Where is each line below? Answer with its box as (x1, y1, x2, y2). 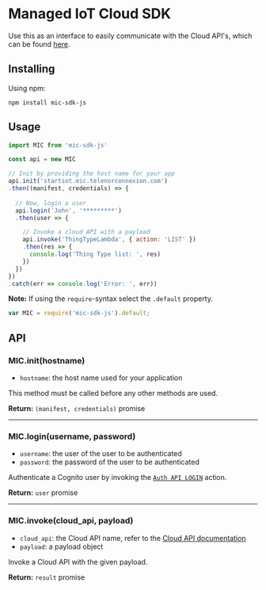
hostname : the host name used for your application (19, 373, 183, 383)
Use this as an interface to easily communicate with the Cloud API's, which (8, 31, 253, 40)
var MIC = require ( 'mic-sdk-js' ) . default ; (8, 310, 150, 318)
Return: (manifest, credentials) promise (8, 404, 146, 413)
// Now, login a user (15, 199, 87, 207)
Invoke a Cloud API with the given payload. (8, 557, 148, 566)
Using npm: (8, 83, 46, 93)
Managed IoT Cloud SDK (8, 5, 172, 23)
